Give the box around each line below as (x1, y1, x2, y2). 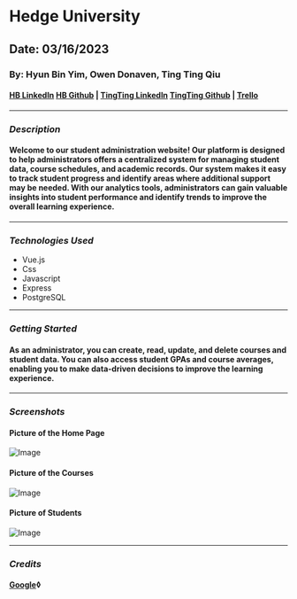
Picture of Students (9, 508, 82, 518)
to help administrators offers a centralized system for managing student (9, 154, 280, 165)
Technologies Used (9, 234, 95, 246)
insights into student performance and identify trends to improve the (9, 192, 268, 203)
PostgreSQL (21, 292, 66, 303)
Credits (9, 557, 42, 570)
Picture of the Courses (9, 467, 95, 478)
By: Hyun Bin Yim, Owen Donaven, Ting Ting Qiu (9, 68, 221, 81)
